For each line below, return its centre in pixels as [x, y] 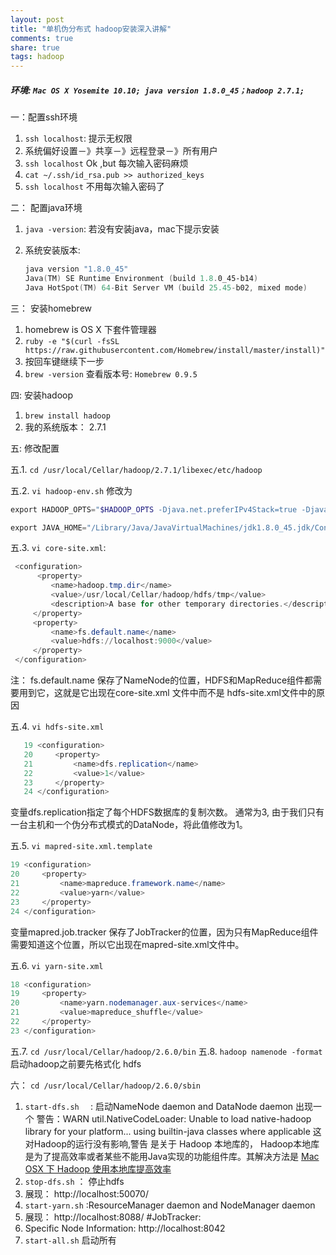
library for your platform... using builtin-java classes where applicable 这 [173, 1131]
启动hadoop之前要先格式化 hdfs [76, 1063]
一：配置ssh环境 [44, 117]
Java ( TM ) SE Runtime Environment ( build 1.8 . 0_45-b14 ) [141, 278]
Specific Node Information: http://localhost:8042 [125, 1228]
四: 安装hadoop [42, 395]
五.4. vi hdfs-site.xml [57, 727]
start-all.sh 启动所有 [70, 1240]
